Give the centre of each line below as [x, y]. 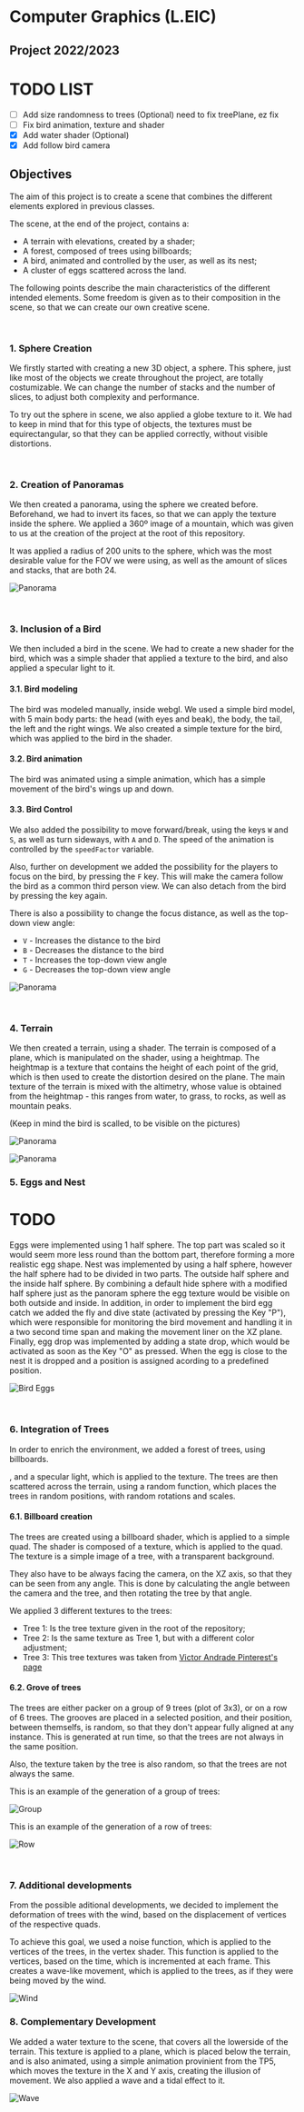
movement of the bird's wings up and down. [92, 789]
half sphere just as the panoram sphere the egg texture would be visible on [150, 1293]
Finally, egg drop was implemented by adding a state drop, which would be [150, 1341]
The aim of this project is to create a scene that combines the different [141, 196]
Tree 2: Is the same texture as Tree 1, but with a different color [138, 1638]
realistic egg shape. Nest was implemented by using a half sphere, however [151, 1264]
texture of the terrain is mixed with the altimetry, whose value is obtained [146, 1087]
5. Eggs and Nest [48, 1182]
